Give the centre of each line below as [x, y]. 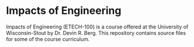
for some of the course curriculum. [48, 39]
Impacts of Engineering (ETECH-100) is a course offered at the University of [97, 27]
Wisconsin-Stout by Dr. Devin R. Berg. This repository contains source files [96, 32]
